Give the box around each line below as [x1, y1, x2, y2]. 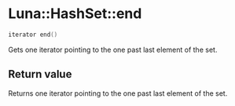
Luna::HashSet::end [8, 5, 142, 23]
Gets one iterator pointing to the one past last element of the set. [8, 45, 218, 54]
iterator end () [8, 31, 58, 38]
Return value [8, 68, 72, 81]
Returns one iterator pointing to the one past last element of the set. [8, 88, 228, 98]
